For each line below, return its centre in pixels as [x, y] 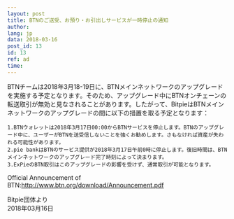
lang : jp [20, 33]
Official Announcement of [44, 177]
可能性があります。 [41, 142]
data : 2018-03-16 [32, 40]
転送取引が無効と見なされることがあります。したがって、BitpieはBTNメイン [116, 104]
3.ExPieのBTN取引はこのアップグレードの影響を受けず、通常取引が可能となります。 [111, 164]
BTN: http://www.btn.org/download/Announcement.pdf [86, 185]
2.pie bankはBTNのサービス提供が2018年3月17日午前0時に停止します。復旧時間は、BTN [117, 150]
